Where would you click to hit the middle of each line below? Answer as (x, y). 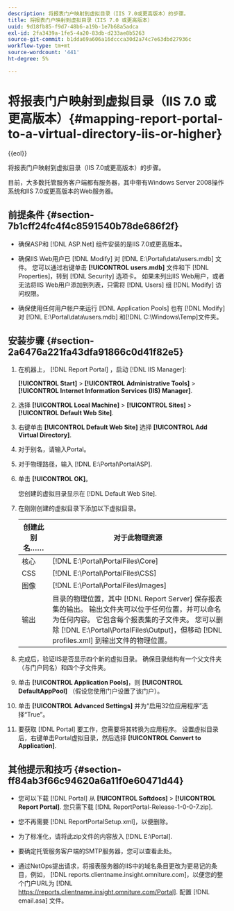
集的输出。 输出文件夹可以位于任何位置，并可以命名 (137, 610)
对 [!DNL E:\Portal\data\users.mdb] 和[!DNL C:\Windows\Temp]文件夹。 (120, 317)
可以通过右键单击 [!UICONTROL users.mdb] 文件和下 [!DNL (123, 267)
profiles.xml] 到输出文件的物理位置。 (112, 641)
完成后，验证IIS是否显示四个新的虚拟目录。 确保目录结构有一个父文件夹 (120, 659)
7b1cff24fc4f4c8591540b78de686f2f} (93, 226)
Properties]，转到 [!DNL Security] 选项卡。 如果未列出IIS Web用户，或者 (121, 276)
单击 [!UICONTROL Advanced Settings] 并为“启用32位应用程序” (110, 706)
